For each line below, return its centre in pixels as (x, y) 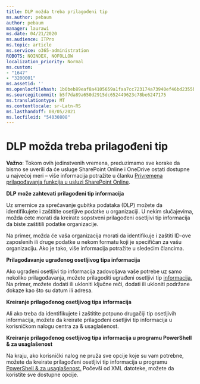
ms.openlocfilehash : (32, 89)
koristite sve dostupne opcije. (42, 375)
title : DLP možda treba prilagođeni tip (57, 12)
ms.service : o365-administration (48, 51)
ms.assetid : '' (25, 84)
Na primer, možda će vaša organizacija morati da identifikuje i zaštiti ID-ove (99, 236)
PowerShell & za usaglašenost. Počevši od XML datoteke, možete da (90, 368)
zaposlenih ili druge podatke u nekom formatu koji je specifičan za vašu (94, 242)
